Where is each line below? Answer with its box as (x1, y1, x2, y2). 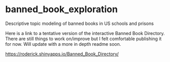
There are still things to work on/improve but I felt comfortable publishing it (5, 36, 162, 42)
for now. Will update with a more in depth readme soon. (5, 41, 121, 47)
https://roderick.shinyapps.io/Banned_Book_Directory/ (5, 51, 119, 57)
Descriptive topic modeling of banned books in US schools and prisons (5, 20, 154, 26)
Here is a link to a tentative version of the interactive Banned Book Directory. (5, 30, 165, 36)
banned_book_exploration (5, 4, 118, 15)
